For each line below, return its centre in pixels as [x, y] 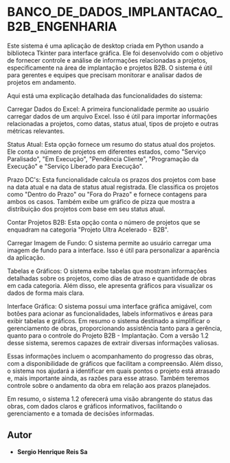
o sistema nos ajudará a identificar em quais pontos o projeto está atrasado [114, 371]
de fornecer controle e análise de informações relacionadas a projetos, [107, 60]
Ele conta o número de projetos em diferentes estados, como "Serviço [106, 152]
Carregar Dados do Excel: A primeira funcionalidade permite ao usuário [108, 109]
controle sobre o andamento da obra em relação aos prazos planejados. [109, 385]
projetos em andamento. [42, 82]
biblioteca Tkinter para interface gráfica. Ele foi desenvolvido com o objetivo [115, 53]
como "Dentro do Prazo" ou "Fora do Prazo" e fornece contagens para [107, 194]
